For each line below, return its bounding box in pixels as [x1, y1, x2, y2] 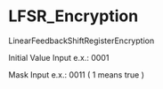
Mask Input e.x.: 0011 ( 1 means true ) [8, 69, 144, 80]
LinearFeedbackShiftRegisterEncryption [8, 35, 155, 46]
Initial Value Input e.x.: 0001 [8, 52, 110, 63]
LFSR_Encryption [8, 6, 139, 26]
